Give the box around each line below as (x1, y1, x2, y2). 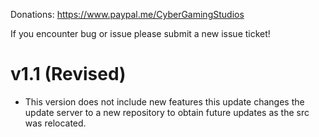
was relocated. (24, 117, 87, 129)
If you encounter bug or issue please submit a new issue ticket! (10, 28, 271, 39)
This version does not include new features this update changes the (24, 95, 305, 108)
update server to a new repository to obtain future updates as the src (24, 106, 310, 118)
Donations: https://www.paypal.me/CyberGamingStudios (10, 9, 245, 20)
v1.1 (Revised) (10, 63, 127, 86)
